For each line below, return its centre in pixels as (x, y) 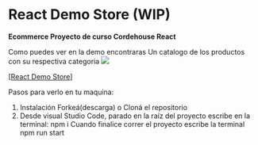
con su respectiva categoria (54, 61)
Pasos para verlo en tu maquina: (61, 92)
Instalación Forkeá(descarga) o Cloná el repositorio (104, 107)
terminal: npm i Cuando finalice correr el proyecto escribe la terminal (132, 124)
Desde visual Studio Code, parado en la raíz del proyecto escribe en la (135, 116)
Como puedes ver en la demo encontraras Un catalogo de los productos (127, 52)
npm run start (42, 132)
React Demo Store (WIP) (89, 15)
